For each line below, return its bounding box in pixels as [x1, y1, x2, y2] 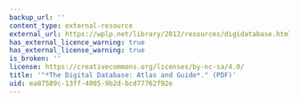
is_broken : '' [9, 54, 62, 63]
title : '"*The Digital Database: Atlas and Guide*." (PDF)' [9, 71, 238, 80]
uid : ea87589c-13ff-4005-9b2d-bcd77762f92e [9, 79, 174, 88]
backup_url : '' [9, 12, 66, 22]
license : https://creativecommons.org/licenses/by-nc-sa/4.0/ [9, 63, 245, 72]
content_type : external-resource [9, 21, 133, 30]
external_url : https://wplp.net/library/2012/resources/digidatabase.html [9, 29, 293, 38]
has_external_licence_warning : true [9, 37, 145, 47]
